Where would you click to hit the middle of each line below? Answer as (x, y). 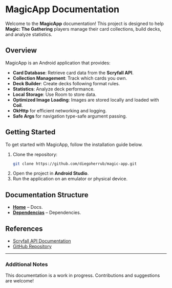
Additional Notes (27, 264)
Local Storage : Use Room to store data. (55, 94)
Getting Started (30, 132)
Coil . (18, 105)
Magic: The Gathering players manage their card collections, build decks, (83, 29)
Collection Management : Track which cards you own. (70, 78)
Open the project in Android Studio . (51, 173)
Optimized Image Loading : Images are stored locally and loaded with (86, 100)
